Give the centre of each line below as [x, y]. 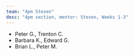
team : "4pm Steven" [30, 11]
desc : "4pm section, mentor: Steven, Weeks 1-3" [67, 17]
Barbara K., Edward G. [42, 40]
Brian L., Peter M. [36, 46]
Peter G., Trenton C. [39, 34]
